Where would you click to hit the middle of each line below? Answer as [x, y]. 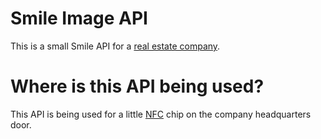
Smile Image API [79, 18]
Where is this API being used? [137, 86]
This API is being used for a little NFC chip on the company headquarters [161, 114]
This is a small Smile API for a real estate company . [115, 46]
